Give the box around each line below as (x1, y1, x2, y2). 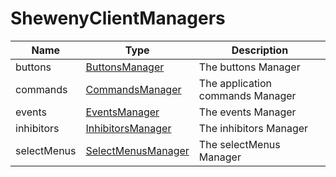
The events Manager (198, 105, 297, 119)
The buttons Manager (198, 60, 301, 74)
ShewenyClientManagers (10, 7, 226, 30)
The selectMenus (198, 137, 281, 151)
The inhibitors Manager (198, 121, 309, 135)
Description (231, 43, 289, 57)
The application (198, 76, 273, 90)
